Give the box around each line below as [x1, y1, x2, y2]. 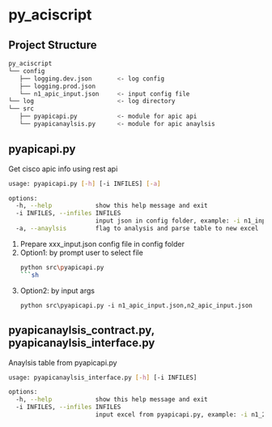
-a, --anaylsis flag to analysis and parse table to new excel [15, 225, 259, 233]
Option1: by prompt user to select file [19, 248, 143, 257]
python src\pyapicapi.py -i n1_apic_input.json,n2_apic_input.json [19, 301, 253, 309]
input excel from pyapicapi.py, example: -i [95, 411, 249, 419]
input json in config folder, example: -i [95, 217, 241, 225]
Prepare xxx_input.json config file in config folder [19, 239, 185, 248]
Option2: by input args [19, 286, 96, 295]
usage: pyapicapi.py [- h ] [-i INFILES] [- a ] [8, 179, 161, 188]
